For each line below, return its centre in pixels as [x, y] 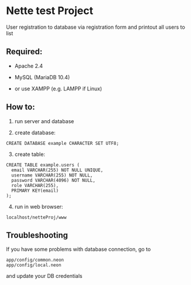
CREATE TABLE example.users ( [43, 165]
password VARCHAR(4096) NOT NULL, [53, 180]
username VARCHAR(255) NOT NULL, [52, 175]
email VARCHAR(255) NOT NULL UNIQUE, [57, 170]
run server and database [44, 121]
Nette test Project [50, 11]
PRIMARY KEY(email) [35, 191]
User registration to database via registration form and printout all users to [96, 27]
